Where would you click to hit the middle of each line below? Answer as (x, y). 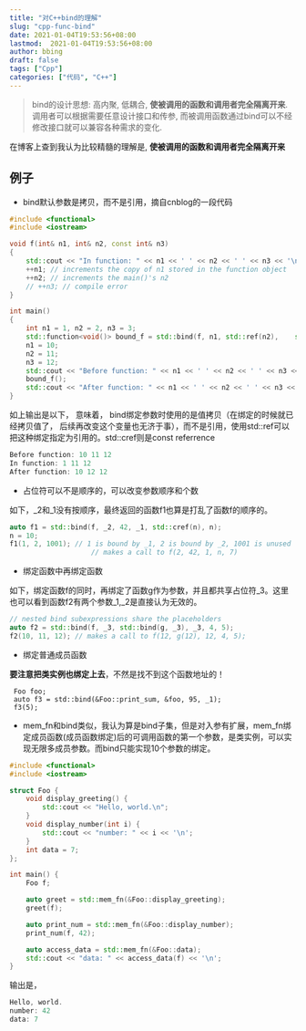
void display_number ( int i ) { (83, 825)
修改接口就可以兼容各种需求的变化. (97, 127)
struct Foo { (34, 790)
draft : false (34, 60)
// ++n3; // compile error (77, 286)
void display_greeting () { (77, 799)
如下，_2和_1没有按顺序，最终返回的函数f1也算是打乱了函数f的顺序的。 (141, 510)
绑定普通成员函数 (55, 654)
